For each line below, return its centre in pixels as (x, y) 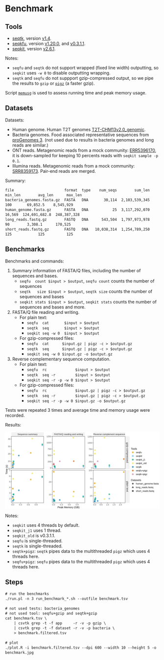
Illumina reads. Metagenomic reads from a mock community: (73, 166)
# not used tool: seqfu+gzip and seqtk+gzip (51, 613)
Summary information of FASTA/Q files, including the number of (76, 270)
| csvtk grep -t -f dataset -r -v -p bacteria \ (64, 628)
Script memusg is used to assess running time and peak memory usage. (76, 93)
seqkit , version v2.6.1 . (34, 49)
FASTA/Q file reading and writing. (46, 312)
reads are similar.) (30, 145)
